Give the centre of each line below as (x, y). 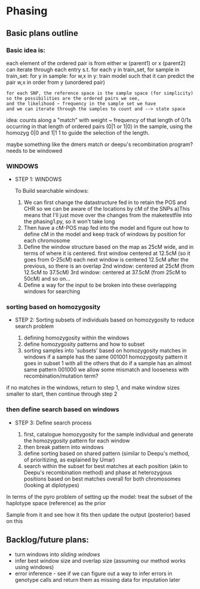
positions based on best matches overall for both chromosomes (102, 479)
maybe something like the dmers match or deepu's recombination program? (99, 144)
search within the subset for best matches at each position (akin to (106, 466)
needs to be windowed (34, 150)
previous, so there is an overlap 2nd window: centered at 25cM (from (109, 266)
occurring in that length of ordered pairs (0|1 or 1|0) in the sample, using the (99, 126)
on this (15, 521)
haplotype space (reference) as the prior (56, 503)
